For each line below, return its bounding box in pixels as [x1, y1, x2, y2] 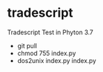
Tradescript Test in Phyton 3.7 [7, 28, 94, 36]
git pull [17, 41, 37, 50]
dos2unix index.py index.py [17, 56, 96, 64]
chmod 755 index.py [17, 49, 77, 57]
